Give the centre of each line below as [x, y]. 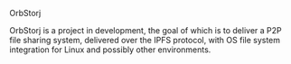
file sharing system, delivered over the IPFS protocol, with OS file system [145, 40]
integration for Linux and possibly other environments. [110, 50]
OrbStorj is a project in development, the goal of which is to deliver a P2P [145, 30]
